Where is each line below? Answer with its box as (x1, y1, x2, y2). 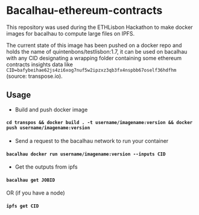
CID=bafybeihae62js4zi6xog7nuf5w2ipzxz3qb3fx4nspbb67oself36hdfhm (6, 67, 177, 73)
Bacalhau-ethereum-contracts (6, 4, 163, 17)
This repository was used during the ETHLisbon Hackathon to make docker (6, 23, 193, 31)
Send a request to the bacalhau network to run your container (14, 137, 169, 145)
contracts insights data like (6, 61, 74, 68)
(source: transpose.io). (6, 72, 63, 79)
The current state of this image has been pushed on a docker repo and (6, 42, 182, 49)
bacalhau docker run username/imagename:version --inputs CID (6, 151, 166, 157)
